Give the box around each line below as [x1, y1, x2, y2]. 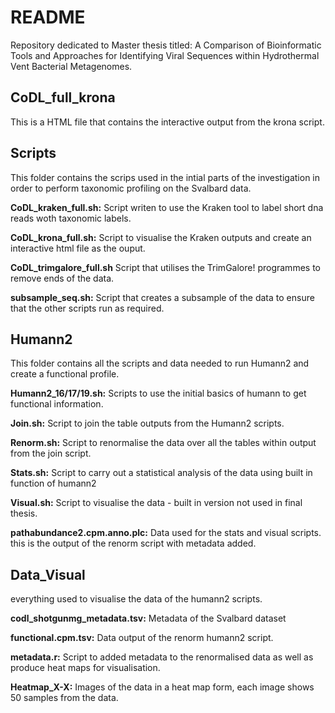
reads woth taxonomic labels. [10, 212, 132, 224]
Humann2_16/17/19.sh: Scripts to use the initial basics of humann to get [10, 387, 307, 400]
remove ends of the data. [10, 272, 115, 284]
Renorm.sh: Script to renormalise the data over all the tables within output [10, 437, 317, 449]
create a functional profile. [10, 368, 120, 380]
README [10, 6, 86, 29]
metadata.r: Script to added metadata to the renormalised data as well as [10, 651, 314, 663]
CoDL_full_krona [10, 89, 116, 106]
